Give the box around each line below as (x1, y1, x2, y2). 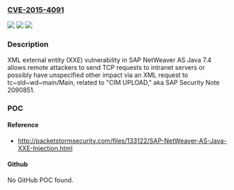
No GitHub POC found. (7, 175, 74, 184)
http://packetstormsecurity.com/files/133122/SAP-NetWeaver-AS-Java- (17, 136, 227, 145)
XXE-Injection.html (17, 143, 73, 153)
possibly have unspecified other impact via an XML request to (7, 71, 189, 79)
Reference (7, 121, 39, 129)
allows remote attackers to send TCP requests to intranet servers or (7, 63, 206, 71)
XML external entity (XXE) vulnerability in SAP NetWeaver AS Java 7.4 (7, 55, 211, 64)
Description (7, 40, 49, 49)
